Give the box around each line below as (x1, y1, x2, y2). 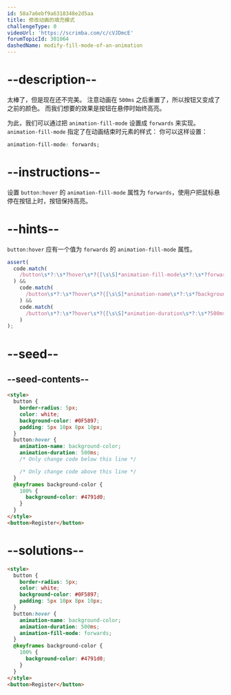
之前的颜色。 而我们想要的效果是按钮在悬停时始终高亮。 (7, 104, 166, 112)
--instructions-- (7, 165, 101, 180)
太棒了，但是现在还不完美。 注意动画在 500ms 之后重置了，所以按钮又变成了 (7, 95, 221, 103)
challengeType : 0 (7, 23, 57, 30)
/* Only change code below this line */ (19, 456, 137, 463)
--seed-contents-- (7, 373, 89, 385)
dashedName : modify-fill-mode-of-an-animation (7, 42, 143, 49)
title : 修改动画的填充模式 (7, 17, 76, 23)
